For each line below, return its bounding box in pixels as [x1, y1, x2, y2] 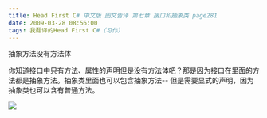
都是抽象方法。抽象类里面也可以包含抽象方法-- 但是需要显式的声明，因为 [14, 76, 254, 86]
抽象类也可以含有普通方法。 [8, 86, 100, 95]
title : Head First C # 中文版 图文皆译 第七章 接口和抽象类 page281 [8, 11, 218, 20]
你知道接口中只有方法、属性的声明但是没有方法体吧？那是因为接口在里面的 [8, 66, 253, 75]
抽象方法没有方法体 [8, 49, 72, 59]
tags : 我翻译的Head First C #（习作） [8, 26, 124, 34]
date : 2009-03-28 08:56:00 [8, 19, 98, 27]
